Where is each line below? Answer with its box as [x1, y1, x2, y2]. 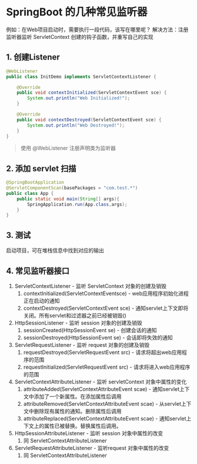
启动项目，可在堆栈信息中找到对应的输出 [6, 247, 104, 254]
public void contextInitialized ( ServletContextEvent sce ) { [16, 90, 167, 96]
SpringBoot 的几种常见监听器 [6, 5, 148, 19]
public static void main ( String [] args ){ [16, 195, 119, 202]
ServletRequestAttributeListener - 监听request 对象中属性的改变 [14, 444, 169, 451]
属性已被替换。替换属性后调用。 [44, 422, 122, 429]
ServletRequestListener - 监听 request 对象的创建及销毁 [14, 341, 150, 348]
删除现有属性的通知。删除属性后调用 [34, 407, 122, 415]
